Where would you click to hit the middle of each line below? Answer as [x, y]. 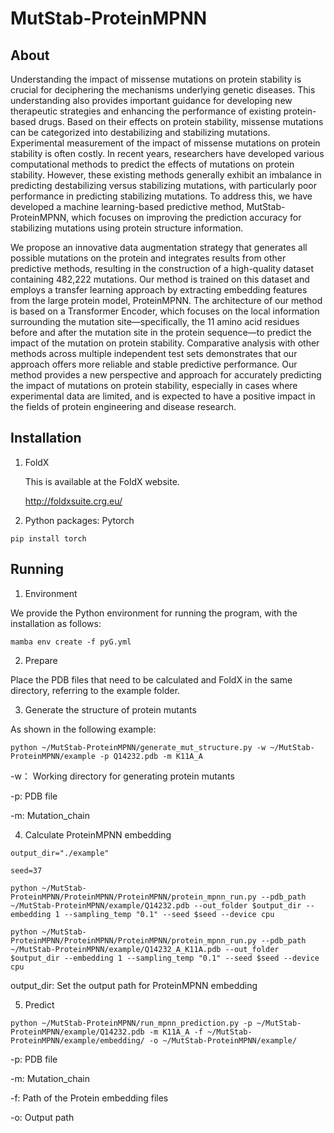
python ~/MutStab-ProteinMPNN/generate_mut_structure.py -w [138, 747]
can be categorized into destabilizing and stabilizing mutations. [140, 132]
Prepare [41, 660]
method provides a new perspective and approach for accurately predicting [166, 375]
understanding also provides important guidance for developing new [151, 100]
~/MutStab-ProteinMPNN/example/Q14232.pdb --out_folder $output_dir [156, 905]
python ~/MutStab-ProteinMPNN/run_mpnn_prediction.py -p [131, 1023]
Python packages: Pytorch [79, 520]
